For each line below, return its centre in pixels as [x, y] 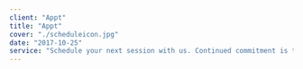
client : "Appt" [38, 17]
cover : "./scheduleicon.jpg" [64, 34]
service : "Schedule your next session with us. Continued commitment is [149, 51]
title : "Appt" [36, 26]
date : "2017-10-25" [46, 43]
